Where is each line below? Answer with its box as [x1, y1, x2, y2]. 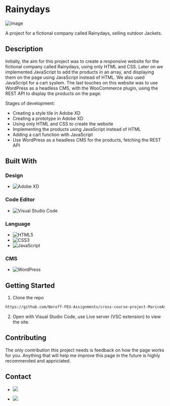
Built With [5, 157, 37, 165]
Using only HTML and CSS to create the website [12, 120, 114, 127]
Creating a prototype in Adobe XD [12, 115, 83, 121]
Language [5, 220, 31, 227]
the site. [12, 319, 30, 325]
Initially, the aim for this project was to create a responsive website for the [5, 58, 159, 64]
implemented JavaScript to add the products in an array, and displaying [5, 69, 154, 75]
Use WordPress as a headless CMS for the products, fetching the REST [12, 137, 161, 143]
